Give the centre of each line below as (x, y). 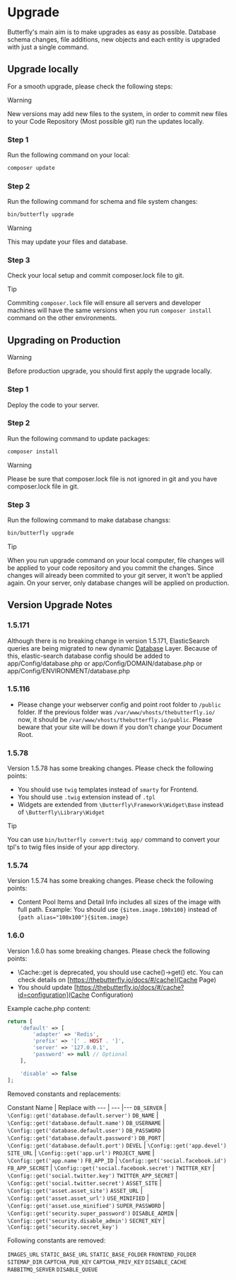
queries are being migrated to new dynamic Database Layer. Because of (112, 648)
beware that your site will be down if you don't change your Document (120, 727)
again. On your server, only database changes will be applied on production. (118, 583)
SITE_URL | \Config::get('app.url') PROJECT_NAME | (81, 1153)
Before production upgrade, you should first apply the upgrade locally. (110, 371)
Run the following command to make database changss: (89, 520)
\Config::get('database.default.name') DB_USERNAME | (86, 1122)
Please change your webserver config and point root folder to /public (119, 704)
